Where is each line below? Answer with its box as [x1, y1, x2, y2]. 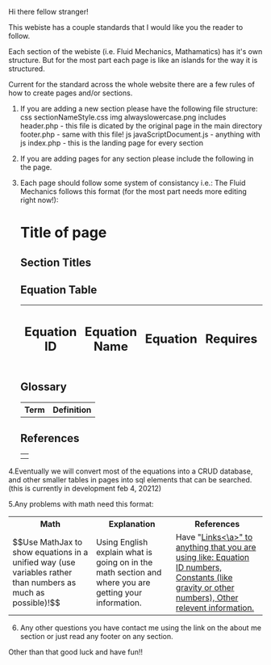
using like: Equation [176, 551, 250, 562]
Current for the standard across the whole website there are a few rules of [8, 80, 256, 89]
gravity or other [176, 582, 235, 593]
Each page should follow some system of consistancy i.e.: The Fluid [19, 178, 246, 187]
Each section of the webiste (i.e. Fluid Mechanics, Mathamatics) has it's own [8, 47, 263, 56]
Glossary [19, 380, 67, 394]
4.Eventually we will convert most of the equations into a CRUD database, [8, 466, 253, 476]
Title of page [19, 224, 107, 242]
